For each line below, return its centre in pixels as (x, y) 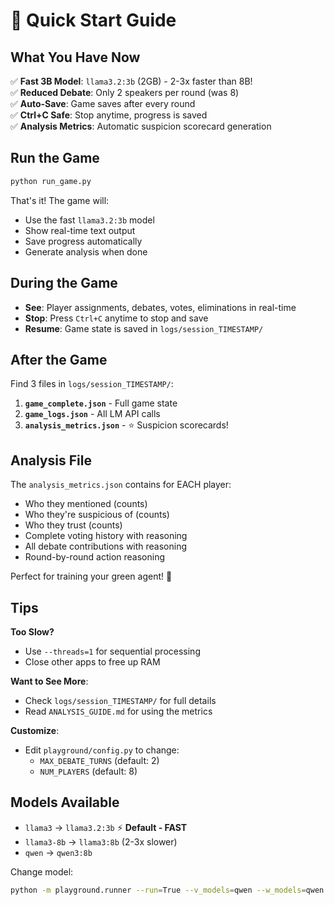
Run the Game (55, 158)
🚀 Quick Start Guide (93, 20)
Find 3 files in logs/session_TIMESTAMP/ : (92, 384)
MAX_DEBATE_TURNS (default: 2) (99, 760)
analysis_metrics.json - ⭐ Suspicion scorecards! (126, 425)
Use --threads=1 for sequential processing (112, 651)
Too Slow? (32, 631)
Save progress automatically (83, 241)
